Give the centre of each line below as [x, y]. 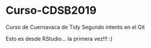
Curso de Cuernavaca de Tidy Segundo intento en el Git [75, 27]
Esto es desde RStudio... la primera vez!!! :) [59, 38]
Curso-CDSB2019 [51, 10]
